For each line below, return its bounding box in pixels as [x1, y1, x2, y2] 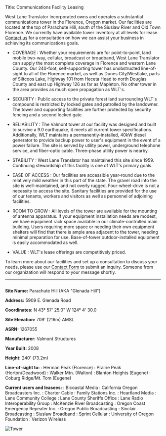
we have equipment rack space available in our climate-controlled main [12, 219, 158, 224]
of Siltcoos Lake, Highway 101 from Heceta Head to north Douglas [12, 76, 147, 82]
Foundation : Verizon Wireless [5, 416, 66, 422]
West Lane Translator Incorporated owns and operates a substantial [5, 14, 143, 19]
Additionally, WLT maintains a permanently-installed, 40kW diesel [12, 132, 146, 138]
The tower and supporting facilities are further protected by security [12, 106, 152, 112]
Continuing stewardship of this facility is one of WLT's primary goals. [12, 163, 153, 168]
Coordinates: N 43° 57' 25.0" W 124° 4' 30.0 [5, 307, 97, 313]
